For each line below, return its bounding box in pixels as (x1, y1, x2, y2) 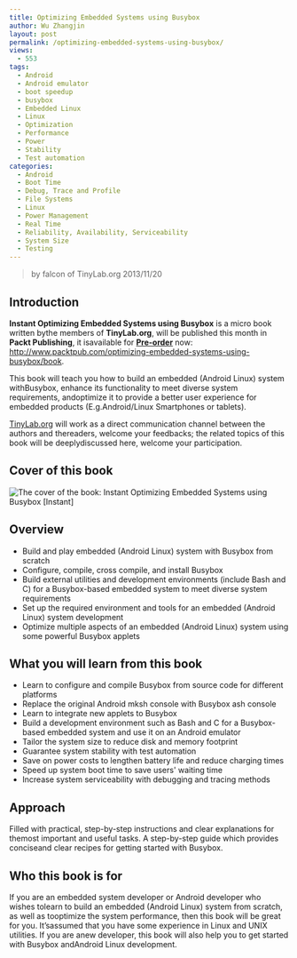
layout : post (9, 29, 58, 38)
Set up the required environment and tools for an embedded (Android (21, 602, 276, 613)
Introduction (9, 294, 80, 309)
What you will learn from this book (9, 656, 202, 671)
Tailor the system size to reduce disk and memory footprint (21, 737, 238, 747)
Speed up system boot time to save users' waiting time (21, 765, 223, 776)
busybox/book (9, 355, 62, 366)
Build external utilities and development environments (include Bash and (21, 574, 286, 585)
